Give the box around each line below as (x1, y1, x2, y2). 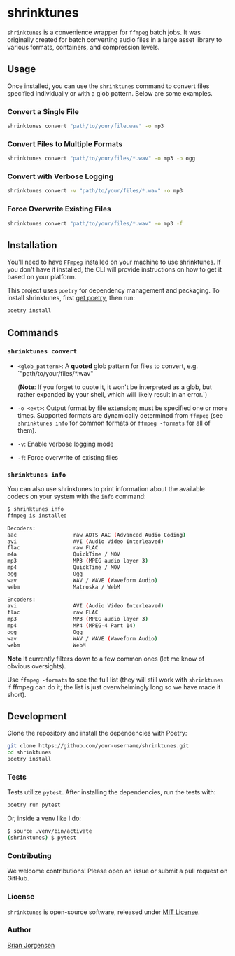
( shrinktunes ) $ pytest (7, 834, 77, 841)
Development (7, 710, 68, 722)
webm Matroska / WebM (7, 583, 120, 591)
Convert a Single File (7, 106, 79, 116)
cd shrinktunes (7, 749, 52, 757)
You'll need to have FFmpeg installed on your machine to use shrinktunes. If (7, 258, 222, 267)
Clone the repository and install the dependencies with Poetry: (7, 729, 187, 738)
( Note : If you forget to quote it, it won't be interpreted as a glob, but (17, 383, 212, 391)
